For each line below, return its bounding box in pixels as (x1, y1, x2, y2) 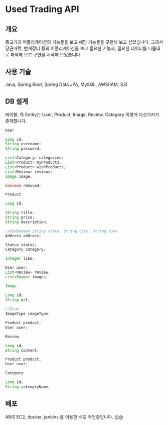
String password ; (5, 146, 42, 151)
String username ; (5, 142, 42, 147)
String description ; (5, 220, 49, 225)
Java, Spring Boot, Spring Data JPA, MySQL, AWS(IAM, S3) (5, 81, 128, 87)
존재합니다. (5, 118, 27, 124)
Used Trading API (5, 4, 79, 15)
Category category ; (5, 247, 46, 252)
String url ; (5, 297, 30, 302)
